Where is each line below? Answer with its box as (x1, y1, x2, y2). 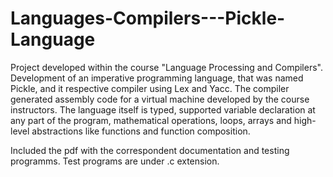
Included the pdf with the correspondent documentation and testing (10, 144, 290, 156)
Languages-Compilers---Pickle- (10, 7, 286, 30)
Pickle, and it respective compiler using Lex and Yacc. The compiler (10, 82, 290, 94)
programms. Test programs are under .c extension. (10, 155, 220, 167)
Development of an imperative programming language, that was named (10, 72, 304, 84)
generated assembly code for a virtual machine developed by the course (10, 93, 310, 105)
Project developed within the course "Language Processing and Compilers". (10, 61, 323, 73)
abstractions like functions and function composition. (31, 125, 251, 137)
